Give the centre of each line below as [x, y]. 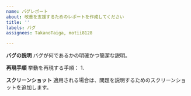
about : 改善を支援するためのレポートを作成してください [65, 17]
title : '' [18, 22]
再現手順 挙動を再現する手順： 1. [45, 68]
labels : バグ [21, 28]
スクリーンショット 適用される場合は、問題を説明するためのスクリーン [91, 80]
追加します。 [37, 87]
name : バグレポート [27, 11]
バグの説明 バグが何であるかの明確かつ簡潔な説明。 [68, 55]
